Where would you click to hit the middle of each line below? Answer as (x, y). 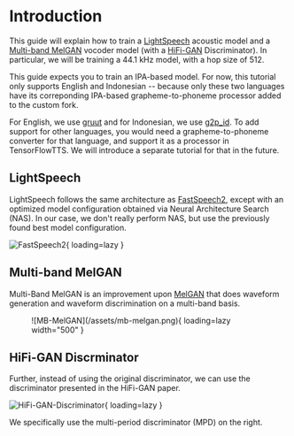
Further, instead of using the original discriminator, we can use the (130, 379)
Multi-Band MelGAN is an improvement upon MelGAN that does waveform (144, 294)
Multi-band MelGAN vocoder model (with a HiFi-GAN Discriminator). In (138, 50)
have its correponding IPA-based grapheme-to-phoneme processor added (145, 96)
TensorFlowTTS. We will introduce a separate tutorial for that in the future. (144, 150)
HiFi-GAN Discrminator (74, 357)
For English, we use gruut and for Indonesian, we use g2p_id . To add (134, 122)
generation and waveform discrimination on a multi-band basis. (125, 303)
